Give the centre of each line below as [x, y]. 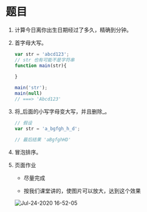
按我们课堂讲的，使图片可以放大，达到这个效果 [82, 191]
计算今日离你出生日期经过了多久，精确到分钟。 [73, 30]
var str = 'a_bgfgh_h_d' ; [47, 128]
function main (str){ [40, 66]
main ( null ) [28, 94]
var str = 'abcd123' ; [42, 54]
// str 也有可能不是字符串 [44, 60]
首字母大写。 [30, 43]
